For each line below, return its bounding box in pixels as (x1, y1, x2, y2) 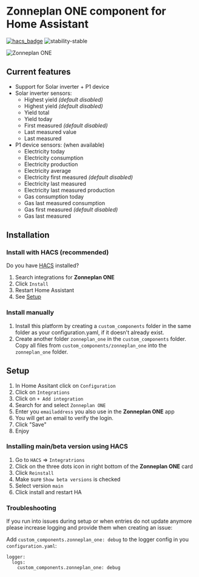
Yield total (24, 108, 50, 116)
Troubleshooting (6, 503, 56, 512)
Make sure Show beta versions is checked (15, 475, 121, 483)
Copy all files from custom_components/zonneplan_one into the (15, 341, 167, 349)
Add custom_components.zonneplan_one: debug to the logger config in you (6, 536, 189, 543)
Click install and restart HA (15, 488, 82, 495)
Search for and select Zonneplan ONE (15, 401, 106, 408)
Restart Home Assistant (15, 287, 75, 294)
